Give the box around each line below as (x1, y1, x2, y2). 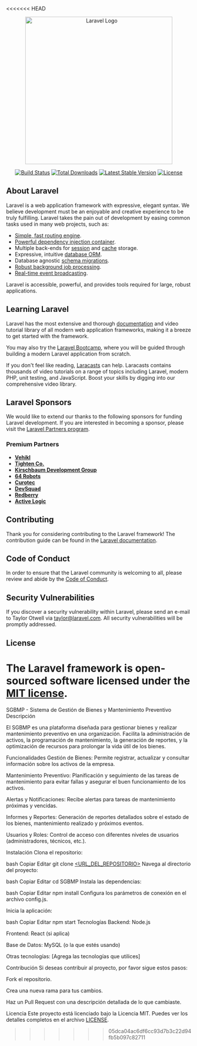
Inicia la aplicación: (6, 907, 53, 914)
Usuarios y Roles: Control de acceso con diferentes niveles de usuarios (6, 831, 179, 838)
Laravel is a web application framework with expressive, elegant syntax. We (6, 202, 190, 209)
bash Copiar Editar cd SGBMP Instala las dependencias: (6, 878, 142, 885)
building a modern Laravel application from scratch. (6, 350, 131, 357)
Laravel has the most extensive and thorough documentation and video (6, 320, 179, 327)
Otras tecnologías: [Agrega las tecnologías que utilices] (6, 952, 141, 960)
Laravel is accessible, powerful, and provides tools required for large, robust (6, 281, 191, 288)
